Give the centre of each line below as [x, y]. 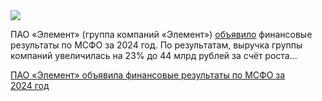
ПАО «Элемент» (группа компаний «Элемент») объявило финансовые [161, 34]
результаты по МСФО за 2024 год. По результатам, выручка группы [156, 45]
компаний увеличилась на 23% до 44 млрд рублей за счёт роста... [154, 55]
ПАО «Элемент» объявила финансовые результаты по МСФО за [148, 75]
